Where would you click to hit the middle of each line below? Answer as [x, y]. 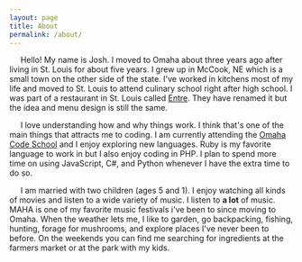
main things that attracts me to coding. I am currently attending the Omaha [148, 135]
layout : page [34, 18]
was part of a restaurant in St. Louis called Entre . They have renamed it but [148, 98]
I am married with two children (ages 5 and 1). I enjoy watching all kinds [153, 191]
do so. [21, 173]
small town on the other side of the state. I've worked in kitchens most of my [151, 79]
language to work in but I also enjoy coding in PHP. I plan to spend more [143, 154]
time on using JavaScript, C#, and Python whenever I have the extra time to [150, 164]
